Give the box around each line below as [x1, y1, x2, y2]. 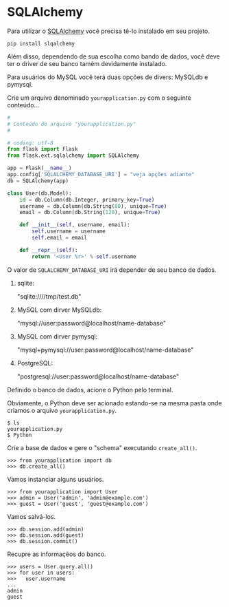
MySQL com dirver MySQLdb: [16, 306, 102, 314]
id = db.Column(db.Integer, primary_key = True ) [19, 196, 155, 203]
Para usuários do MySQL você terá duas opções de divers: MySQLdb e [7, 73, 208, 81]
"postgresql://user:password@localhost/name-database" [16, 372, 180, 381]
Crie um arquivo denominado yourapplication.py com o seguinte [7, 94, 192, 102]
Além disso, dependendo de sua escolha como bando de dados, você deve [7, 52, 221, 61]
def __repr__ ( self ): [19, 246, 78, 253]
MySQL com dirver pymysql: [16, 332, 98, 341]
